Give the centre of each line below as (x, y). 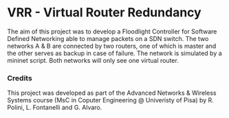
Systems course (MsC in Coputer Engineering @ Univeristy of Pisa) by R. (111, 100)
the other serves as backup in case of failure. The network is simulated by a (115, 53)
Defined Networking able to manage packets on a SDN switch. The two (108, 38)
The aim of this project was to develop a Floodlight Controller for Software (112, 31)
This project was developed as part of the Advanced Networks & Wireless (112, 93)
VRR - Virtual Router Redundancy (104, 13)
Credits (20, 78)
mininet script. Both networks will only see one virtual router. (93, 60)
